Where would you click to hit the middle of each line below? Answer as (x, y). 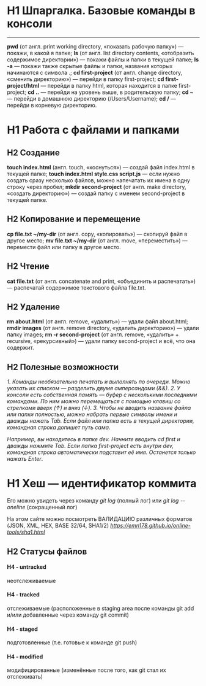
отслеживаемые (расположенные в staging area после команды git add (101, 608)
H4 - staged (23, 629)
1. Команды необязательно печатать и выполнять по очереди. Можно (99, 382)
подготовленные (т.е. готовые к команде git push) (72, 642)
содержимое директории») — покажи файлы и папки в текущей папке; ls (103, 60)
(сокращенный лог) (52, 507)
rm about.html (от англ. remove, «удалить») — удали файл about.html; (97, 322)
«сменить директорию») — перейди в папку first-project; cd (86, 79)
